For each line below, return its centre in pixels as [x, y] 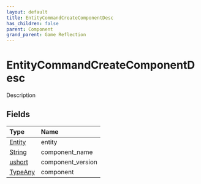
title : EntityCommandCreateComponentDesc [60, 18]
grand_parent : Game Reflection [46, 35]
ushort [19, 162]
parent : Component [30, 29]
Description [21, 95]
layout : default [27, 12]
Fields [18, 114]
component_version [69, 162]
